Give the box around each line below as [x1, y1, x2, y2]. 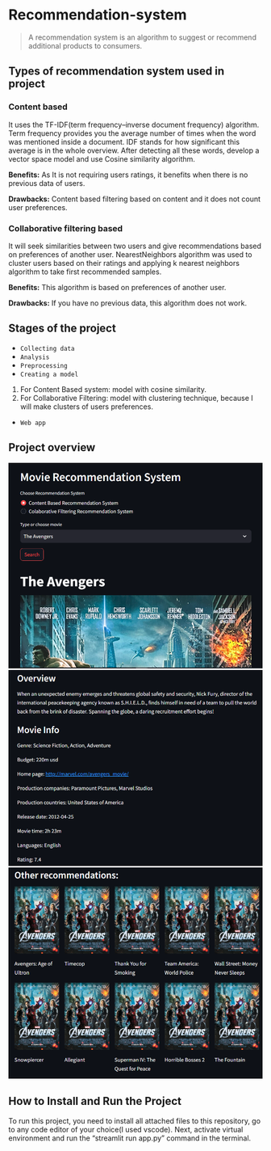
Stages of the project [8, 322, 117, 335]
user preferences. [8, 202, 68, 212]
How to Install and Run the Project [8, 1094, 181, 1108]
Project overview [8, 441, 96, 454]
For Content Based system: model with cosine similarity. [19, 384, 207, 394]
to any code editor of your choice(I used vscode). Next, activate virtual [8, 1124, 244, 1134]
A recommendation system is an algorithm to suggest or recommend [27, 32, 256, 42]
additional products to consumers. [27, 40, 143, 50]
